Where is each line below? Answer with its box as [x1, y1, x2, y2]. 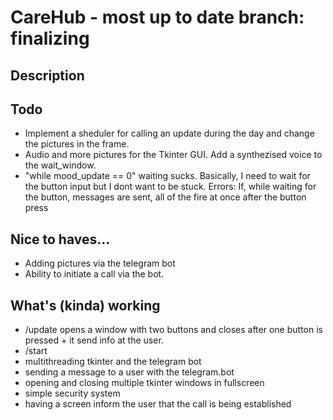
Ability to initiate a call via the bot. [24, 268, 165, 280]
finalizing [10, 27, 90, 50]
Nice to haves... [10, 231, 111, 248]
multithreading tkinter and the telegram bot [24, 356, 202, 368]
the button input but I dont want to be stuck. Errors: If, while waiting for [24, 181, 317, 193]
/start [24, 345, 48, 357]
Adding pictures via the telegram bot [24, 257, 176, 270]
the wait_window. [24, 159, 97, 171]
